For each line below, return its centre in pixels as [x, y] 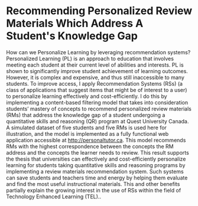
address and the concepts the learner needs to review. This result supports [98, 152]
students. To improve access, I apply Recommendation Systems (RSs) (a [95, 83]
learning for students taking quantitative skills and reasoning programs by [96, 165]
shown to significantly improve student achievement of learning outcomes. [97, 71]
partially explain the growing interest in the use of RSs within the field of [94, 190]
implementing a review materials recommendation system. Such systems [95, 171]
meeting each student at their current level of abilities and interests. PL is [95, 65]
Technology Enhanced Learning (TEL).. [54, 197]
